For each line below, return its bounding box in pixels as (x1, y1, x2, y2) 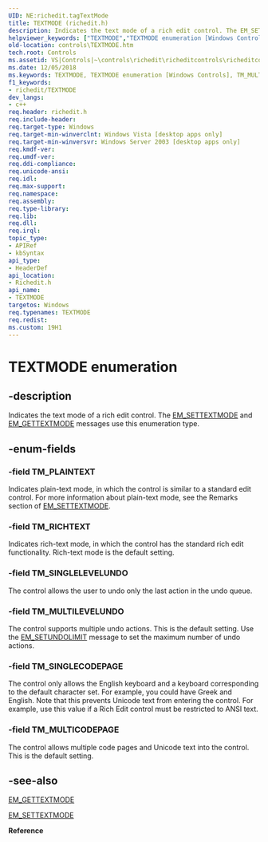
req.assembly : (8, 197, 56, 205)
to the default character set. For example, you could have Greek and (8, 687, 233, 697)
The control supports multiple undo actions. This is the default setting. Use (8, 623, 254, 633)
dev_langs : (8, 93, 45, 101)
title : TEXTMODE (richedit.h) (8, 19, 109, 27)
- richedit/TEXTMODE (8, 85, 77, 94)
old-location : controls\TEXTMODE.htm (8, 42, 134, 49)
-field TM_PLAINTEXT (8, 466, 96, 477)
